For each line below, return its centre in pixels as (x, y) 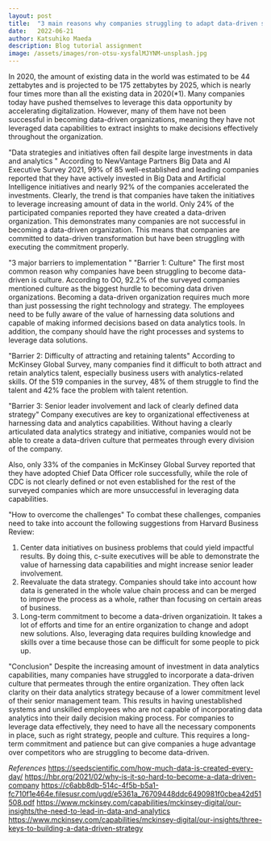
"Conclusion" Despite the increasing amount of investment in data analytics (134, 666)
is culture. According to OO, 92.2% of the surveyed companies (135, 280)
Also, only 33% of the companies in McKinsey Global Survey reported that (132, 465)
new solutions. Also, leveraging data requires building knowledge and (135, 633)
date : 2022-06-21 (41, 31)
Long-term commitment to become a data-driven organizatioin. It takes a (141, 616)
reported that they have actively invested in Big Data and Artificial (117, 178)
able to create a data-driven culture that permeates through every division (131, 440)
